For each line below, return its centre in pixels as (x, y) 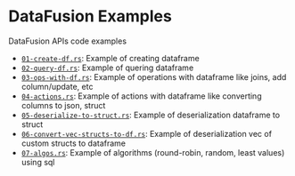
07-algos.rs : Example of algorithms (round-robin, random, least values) (153, 152)
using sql (38, 162)
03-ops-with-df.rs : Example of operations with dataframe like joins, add (154, 76)
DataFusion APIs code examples (67, 41)
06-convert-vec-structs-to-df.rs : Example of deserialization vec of (147, 133)
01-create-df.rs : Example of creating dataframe (110, 58)
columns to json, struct (63, 105)
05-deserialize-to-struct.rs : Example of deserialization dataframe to (151, 115)
